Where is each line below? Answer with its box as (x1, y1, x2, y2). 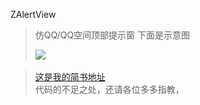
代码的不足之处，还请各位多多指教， (34, 84, 185, 95)
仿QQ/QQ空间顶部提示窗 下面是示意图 (34, 29, 191, 41)
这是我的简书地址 (34, 71, 106, 83)
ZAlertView (10, 9, 57, 20)
